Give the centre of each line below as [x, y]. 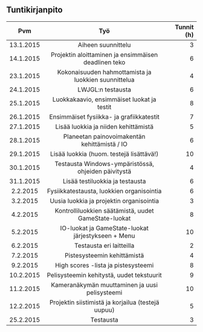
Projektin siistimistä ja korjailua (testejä [104, 302]
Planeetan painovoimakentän [104, 136]
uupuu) [104, 310]
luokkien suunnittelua [104, 79]
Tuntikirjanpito [34, 10]
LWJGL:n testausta [105, 89]
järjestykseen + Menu [104, 236]
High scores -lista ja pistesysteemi [105, 265]
